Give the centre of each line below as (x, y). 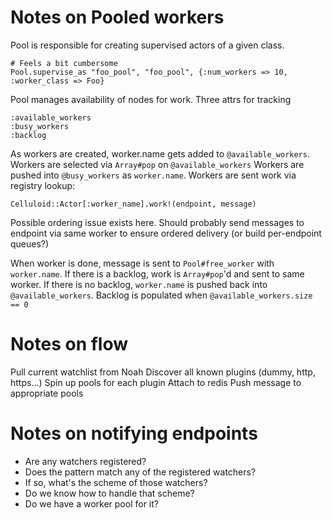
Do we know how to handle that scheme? (109, 493)
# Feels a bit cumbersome (64, 63)
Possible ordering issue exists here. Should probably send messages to (157, 222)
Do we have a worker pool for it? (91, 503)
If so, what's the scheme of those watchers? (116, 482)
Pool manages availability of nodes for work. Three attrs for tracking (151, 99)
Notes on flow (69, 344)
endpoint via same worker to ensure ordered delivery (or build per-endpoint (166, 233)
